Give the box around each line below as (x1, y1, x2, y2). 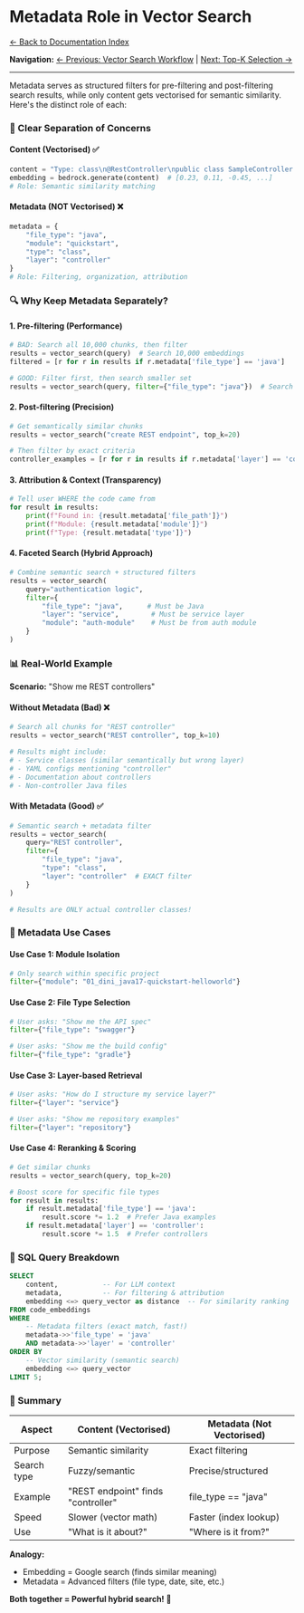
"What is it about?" (67, 1525, 147, 1538)
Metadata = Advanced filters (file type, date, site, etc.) (22, 1576, 225, 1587)
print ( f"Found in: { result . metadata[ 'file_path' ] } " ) (25, 512, 229, 521)
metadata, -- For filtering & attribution (25, 1288, 224, 1297)
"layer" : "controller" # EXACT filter (42, 871, 193, 880)
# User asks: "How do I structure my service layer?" (9, 1090, 217, 1099)
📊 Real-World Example (9, 657, 113, 669)
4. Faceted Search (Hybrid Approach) (9, 548, 154, 559)
